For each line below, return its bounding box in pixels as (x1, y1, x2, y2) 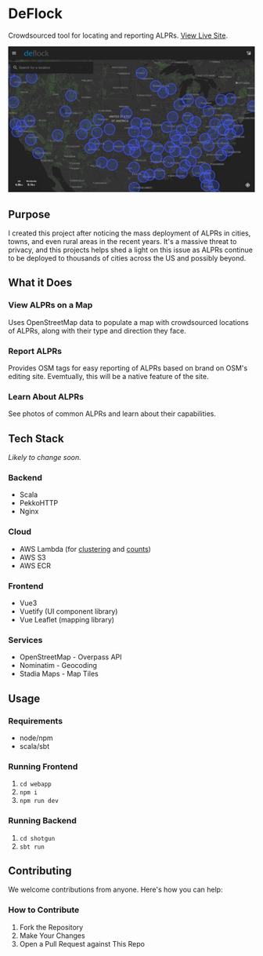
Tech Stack (8, 432, 64, 445)
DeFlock (8, 5, 63, 23)
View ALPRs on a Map (8, 300, 93, 311)
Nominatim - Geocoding (19, 661, 98, 670)
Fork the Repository (19, 922, 84, 932)
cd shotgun (19, 834, 56, 842)
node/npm (19, 733, 53, 743)
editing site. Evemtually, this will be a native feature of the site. (8, 372, 209, 381)
